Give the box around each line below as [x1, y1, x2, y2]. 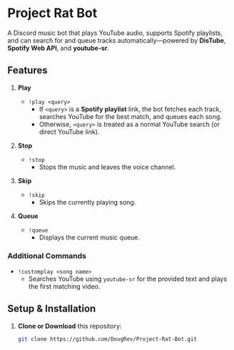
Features [7, 64, 48, 76]
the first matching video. [28, 282, 101, 291]
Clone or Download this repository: [17, 321, 122, 330]
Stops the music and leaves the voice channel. [39, 163, 176, 171]
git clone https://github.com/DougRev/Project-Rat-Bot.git [17, 335, 198, 343]
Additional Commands [7, 251, 87, 261]
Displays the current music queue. [39, 233, 141, 242]
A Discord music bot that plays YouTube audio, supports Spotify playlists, [7, 29, 223, 37]
